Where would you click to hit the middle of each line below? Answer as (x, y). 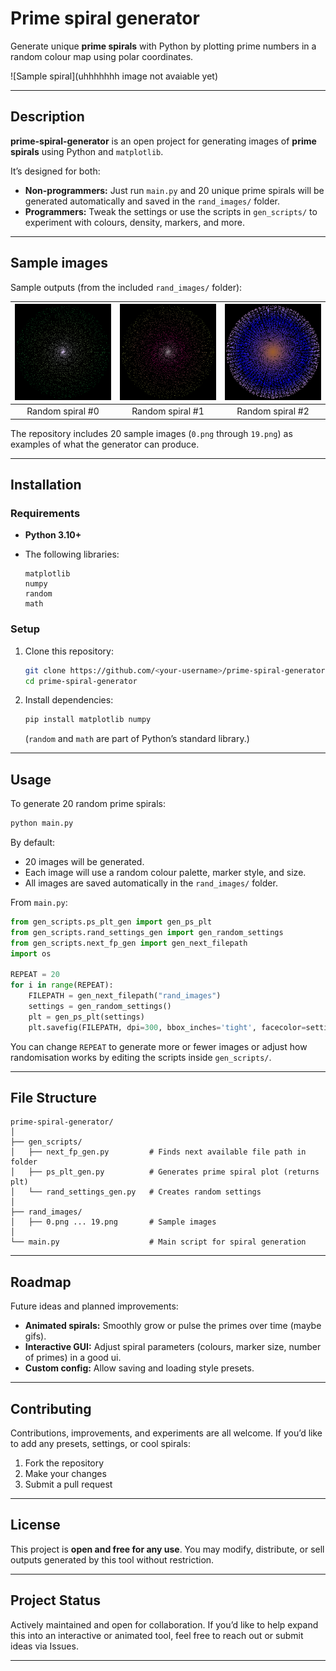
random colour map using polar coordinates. (102, 56)
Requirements (45, 513)
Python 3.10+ (53, 535)
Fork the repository (64, 1463)
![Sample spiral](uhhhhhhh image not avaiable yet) (114, 76)
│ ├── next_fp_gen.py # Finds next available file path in (158, 1152)
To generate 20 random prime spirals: (88, 804)
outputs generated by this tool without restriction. (112, 1559)
